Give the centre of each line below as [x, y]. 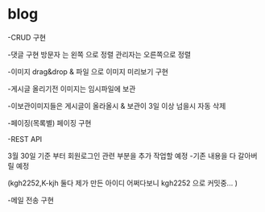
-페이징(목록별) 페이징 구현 [50, 123]
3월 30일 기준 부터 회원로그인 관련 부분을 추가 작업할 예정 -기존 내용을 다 [122, 156]
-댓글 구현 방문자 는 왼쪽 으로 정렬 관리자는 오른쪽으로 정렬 [99, 54]
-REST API [25, 139]
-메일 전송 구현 [31, 200]
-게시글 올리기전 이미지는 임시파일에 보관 [72, 89]
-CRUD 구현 [27, 37]
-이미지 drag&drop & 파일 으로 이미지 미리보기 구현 [88, 71]
